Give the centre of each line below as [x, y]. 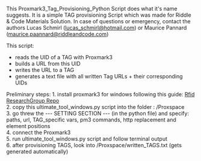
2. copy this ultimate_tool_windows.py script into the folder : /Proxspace [95, 107]
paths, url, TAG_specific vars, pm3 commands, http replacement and [91, 120]
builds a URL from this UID [48, 63]
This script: [20, 45]
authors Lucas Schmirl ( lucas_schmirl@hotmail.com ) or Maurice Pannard [97, 28]
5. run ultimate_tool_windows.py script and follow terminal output [87, 139]
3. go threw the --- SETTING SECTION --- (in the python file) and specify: [98, 113]
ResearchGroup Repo [33, 101]
